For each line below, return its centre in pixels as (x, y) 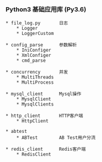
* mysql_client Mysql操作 (44, 94)
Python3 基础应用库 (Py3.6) (46, 9)
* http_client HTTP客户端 (44, 116)
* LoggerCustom (35, 34)
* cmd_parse (31, 61)
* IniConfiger (34, 50)
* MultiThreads (35, 77)
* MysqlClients (35, 104)
